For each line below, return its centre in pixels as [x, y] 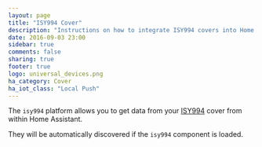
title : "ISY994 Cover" [45, 23]
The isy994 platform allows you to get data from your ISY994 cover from [125, 111]
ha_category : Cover [40, 81]
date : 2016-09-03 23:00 [47, 37]
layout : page [29, 15]
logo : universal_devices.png [56, 74]
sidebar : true [31, 45]
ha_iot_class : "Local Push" [54, 88]
